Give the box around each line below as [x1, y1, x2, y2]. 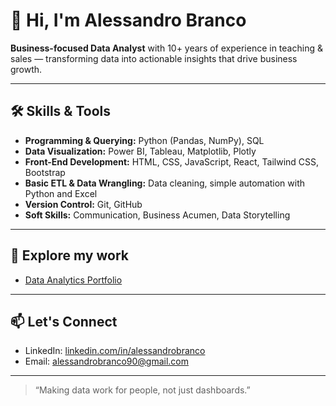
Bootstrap [24, 166, 66, 178]
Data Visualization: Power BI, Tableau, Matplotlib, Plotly [24, 145, 257, 157]
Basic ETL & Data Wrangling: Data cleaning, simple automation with [24, 177, 306, 189]
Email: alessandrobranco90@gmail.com [24, 355, 190, 368]
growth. [10, 63, 43, 75]
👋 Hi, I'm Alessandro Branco [10, 9, 247, 32]
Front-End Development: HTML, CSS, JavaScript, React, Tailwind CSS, [24, 155, 320, 168]
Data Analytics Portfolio [24, 274, 123, 286]
